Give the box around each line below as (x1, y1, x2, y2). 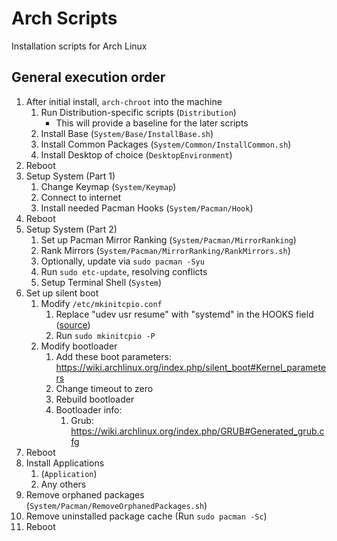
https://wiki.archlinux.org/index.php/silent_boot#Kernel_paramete (55, 361, 327, 373)
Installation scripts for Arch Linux (11, 40, 148, 52)
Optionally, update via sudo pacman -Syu (40, 255, 205, 267)
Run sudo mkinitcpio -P (55, 329, 156, 341)
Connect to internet (40, 191, 121, 203)
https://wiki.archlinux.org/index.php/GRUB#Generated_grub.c (70, 425, 325, 437)
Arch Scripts (11, 7, 118, 30)
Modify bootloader (40, 340, 118, 352)
